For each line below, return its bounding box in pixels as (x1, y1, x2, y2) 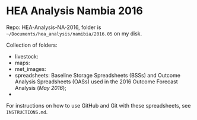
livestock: (14, 53, 39, 60)
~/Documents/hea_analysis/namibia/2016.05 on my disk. (6, 30, 142, 37)
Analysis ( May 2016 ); (14, 84, 67, 91)
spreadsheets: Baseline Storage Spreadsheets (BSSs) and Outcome (14, 72, 181, 79)
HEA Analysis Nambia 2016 (6, 4, 144, 18)
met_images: (14, 65, 46, 72)
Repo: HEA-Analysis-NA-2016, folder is (6, 24, 101, 31)
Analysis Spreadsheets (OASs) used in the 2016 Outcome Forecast (14, 78, 178, 85)
